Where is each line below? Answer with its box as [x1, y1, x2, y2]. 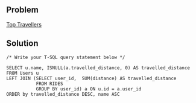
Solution [6, 39, 39, 49]
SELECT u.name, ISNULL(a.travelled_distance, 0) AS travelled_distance [6, 64, 190, 71]
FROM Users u [6, 70, 39, 76]
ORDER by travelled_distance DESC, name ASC [6, 91, 120, 97]
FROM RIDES [36, 81, 63, 87]
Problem [6, 5, 39, 15]
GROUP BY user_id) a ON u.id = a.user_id [36, 86, 142, 92]
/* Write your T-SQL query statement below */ [6, 54, 125, 60]
